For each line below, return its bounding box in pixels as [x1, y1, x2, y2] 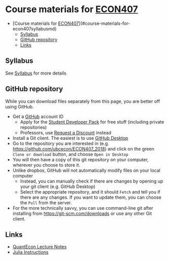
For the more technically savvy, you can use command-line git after [12, 205, 153, 211]
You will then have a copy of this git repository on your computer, [12, 156, 149, 163]
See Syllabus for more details [5, 70, 67, 76]
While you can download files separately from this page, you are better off [5, 98, 160, 104]
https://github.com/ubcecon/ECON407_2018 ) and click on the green [12, 145, 154, 152]
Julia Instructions [12, 249, 49, 255]
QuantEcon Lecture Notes [12, 244, 67, 250]
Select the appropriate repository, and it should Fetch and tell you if [20, 189, 160, 195]
